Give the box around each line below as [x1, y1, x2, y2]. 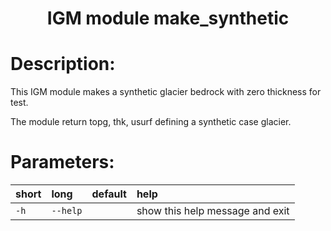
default [91, 187, 127, 201]
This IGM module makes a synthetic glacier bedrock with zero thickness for [10, 86, 322, 98]
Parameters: [10, 151, 115, 174]
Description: [10, 53, 116, 76]
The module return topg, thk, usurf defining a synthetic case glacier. [10, 116, 292, 128]
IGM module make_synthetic [46, 7, 290, 30]
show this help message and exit [136, 204, 290, 218]
